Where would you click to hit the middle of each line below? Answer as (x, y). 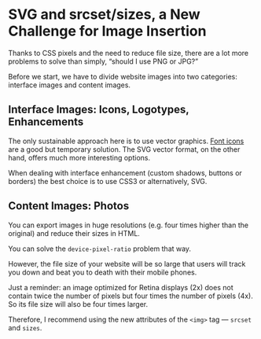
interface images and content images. (70, 85)
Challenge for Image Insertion (107, 31)
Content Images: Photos (69, 206)
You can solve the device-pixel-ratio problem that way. (99, 249)
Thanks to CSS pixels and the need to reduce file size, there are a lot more (129, 53)
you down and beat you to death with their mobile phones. (103, 272)
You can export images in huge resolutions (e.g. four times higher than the (129, 225)
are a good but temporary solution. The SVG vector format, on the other (124, 149)
